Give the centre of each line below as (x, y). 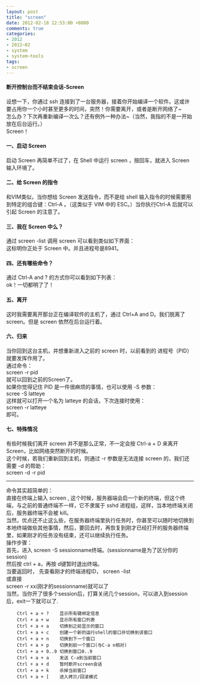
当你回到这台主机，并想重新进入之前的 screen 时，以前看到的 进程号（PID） (99, 351)
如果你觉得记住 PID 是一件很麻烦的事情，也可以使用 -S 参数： (81, 387)
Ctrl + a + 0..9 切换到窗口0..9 (55, 652)
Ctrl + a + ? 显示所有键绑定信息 (58, 613)
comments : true (25, 28)
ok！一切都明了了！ (30, 285)
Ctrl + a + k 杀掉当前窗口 (51, 671)
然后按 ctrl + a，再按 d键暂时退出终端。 (54, 564)
